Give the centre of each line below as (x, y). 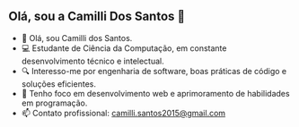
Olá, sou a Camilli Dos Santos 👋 (97, 17)
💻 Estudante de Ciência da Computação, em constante (124, 48)
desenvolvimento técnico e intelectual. (92, 61)
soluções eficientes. (58, 84)
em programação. (54, 103)
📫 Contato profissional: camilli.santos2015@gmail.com (123, 113)
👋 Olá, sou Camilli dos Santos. (77, 38)
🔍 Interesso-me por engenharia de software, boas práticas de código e (154, 71)
